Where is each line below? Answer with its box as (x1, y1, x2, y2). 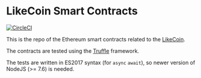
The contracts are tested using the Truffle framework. (6, 47, 140, 55)
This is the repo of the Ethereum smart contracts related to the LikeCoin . (6, 35, 185, 43)
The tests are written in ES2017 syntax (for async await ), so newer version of (6, 59, 196, 66)
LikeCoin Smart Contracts (6, 4, 138, 18)
